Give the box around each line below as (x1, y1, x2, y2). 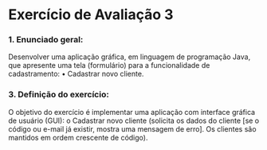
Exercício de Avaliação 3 (8, 6, 174, 24)
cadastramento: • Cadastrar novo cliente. (8, 69, 144, 79)
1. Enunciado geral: (8, 34, 84, 45)
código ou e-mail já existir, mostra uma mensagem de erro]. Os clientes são (8, 124, 257, 133)
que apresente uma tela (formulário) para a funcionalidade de (8, 61, 210, 70)
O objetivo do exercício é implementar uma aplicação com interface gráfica (8, 107, 256, 116)
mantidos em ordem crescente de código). (8, 132, 148, 142)
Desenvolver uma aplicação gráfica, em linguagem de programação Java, (8, 52, 251, 61)
